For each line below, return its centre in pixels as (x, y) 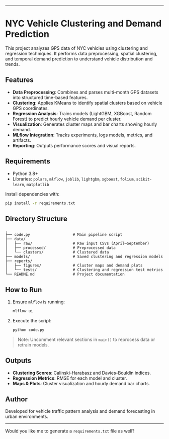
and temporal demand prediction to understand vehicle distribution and (79, 59)
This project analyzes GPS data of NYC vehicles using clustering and (77, 48)
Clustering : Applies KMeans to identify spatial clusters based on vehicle (87, 103)
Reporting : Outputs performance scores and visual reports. (74, 145)
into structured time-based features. (50, 97)
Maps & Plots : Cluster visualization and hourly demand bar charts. (81, 383)
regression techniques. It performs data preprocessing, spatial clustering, (81, 53)
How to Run (24, 290)
